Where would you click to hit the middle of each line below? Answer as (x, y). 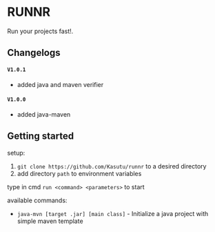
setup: (16, 153)
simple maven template (50, 221)
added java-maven (44, 114)
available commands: (37, 200)
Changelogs (34, 53)
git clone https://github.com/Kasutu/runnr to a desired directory (112, 166)
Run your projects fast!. (40, 31)
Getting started (41, 136)
